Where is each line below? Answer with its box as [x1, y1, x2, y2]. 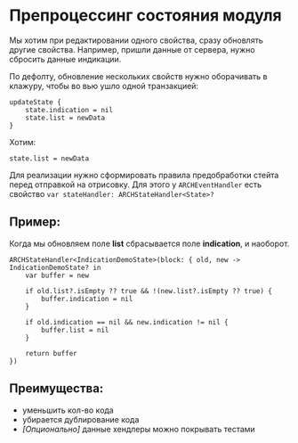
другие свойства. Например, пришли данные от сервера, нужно [9, 44, 255, 54]
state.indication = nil [25, 105, 114, 114]
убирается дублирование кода [21, 414, 140, 424]
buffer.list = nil [41, 325, 109, 334]
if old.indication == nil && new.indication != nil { [25, 317, 229, 326]
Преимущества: [9, 381, 104, 397]
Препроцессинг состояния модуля [9, 5, 282, 26]
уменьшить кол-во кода [21, 405, 114, 415]
